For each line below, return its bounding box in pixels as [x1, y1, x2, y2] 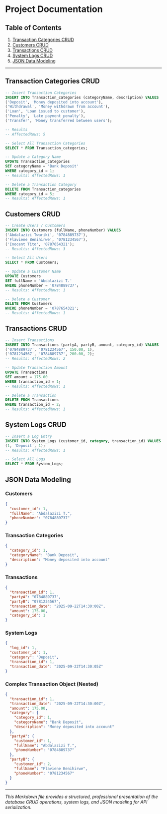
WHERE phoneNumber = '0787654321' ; [5, 306, 79, 311]
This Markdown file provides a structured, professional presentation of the [5, 794, 158, 800]
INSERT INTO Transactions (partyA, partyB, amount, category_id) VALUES [5, 342, 159, 347]
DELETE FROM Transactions [5, 397, 59, 403]
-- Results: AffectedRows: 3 [5, 246, 66, 251]
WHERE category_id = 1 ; [5, 168, 55, 173]
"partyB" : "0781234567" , [9, 599, 61, 604]
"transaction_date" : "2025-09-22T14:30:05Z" [9, 664, 103, 669]
